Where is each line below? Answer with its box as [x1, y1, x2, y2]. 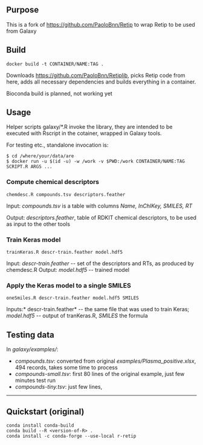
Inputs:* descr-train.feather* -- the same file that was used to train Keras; [6, 306, 190, 313]
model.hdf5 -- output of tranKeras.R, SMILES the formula [6, 312, 148, 320]
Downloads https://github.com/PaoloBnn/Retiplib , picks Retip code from [6, 71, 185, 79]
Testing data [6, 329, 54, 340]
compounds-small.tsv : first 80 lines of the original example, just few [14, 371, 185, 378]
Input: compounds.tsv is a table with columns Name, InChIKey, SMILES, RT [6, 202, 193, 209]
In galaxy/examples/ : [6, 346, 59, 353]
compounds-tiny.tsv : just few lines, [14, 383, 103, 391]
